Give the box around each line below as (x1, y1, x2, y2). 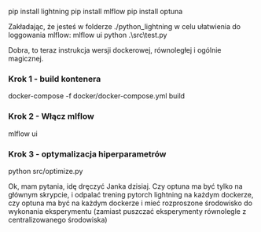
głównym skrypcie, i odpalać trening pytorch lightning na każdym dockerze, (8, 190, 254, 199)
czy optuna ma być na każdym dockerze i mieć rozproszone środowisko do (8, 198, 253, 208)
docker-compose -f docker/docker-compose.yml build (8, 91, 186, 101)
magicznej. (8, 54, 44, 63)
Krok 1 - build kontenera (8, 73, 101, 84)
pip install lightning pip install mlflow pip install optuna (8, 7, 183, 16)
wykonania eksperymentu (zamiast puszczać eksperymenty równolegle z (8, 206, 247, 215)
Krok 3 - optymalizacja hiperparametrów (8, 149, 167, 160)
